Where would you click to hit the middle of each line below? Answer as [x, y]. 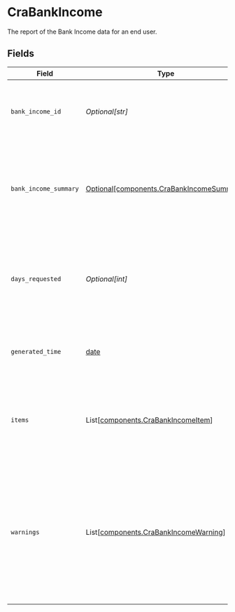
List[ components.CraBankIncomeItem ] [149, 420]
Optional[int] [107, 279]
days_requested [36, 279]
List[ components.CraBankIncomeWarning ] [156, 532]
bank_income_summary [45, 189]
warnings [25, 532]
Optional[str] [107, 111]
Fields [21, 54]
